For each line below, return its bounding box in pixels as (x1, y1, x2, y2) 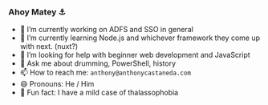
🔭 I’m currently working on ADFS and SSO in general (19, 25, 194, 34)
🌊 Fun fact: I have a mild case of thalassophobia (19, 87, 179, 98)
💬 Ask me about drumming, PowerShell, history (19, 59, 177, 68)
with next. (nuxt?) (19, 42, 79, 51)
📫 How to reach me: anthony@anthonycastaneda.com (19, 67, 191, 78)
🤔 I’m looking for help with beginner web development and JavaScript (19, 50, 250, 60)
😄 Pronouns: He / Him (19, 79, 95, 89)
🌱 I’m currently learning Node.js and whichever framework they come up (19, 33, 261, 42)
